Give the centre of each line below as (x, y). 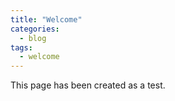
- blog (33, 38)
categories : (35, 29)
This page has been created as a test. (88, 85)
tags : (21, 47)
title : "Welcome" (46, 19)
